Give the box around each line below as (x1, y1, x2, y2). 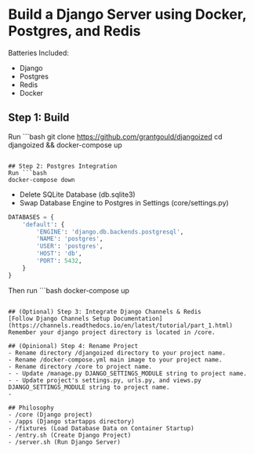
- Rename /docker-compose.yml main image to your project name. (8, 355, 223, 364)
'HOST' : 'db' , (36, 249, 82, 258)
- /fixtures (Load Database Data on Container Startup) (8, 424, 194, 432)
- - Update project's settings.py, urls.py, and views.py (8, 376, 201, 384)
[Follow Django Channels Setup (8, 314, 111, 322)
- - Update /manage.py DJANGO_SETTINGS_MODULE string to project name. (8, 369, 247, 377)
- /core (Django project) (8, 410, 93, 419)
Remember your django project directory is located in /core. (8, 328, 216, 336)
